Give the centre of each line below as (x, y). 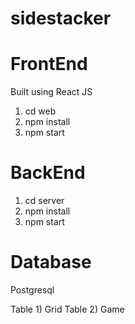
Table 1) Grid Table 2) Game (67, 309)
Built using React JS (51, 92)
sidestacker (61, 18)
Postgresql (32, 290)
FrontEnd (49, 64)
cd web (40, 111)
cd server (44, 201)
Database (51, 262)
